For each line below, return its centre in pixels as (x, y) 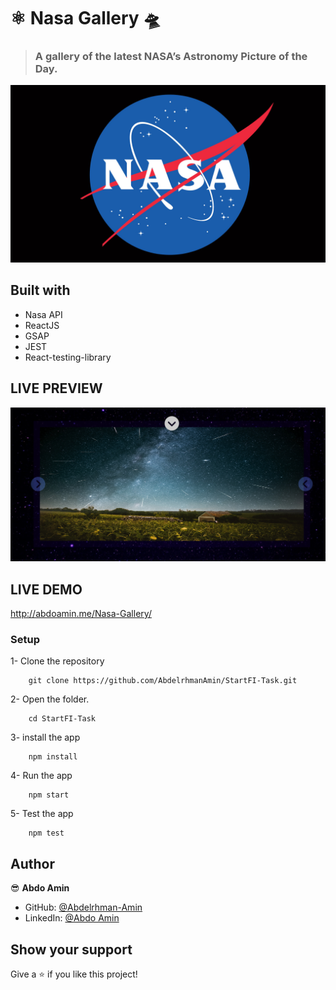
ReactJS (42, 325)
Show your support (71, 949)
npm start (49, 795)
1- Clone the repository (57, 661)
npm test (46, 833)
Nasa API (43, 314)
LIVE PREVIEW (56, 388)
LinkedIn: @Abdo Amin (72, 918)
